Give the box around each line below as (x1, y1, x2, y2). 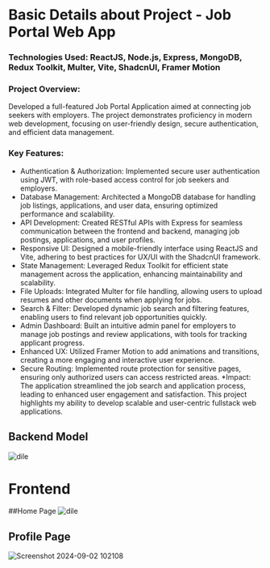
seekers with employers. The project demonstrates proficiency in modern (8, 111, 252, 120)
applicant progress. (19, 338, 85, 347)
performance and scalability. (19, 208, 115, 219)
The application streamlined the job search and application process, (19, 381, 246, 390)
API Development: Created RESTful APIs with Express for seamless (19, 217, 243, 227)
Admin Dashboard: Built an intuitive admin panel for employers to (19, 321, 236, 330)
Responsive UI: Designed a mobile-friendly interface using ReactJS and (19, 243, 258, 253)
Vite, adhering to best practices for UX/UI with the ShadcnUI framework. (19, 252, 260, 262)
